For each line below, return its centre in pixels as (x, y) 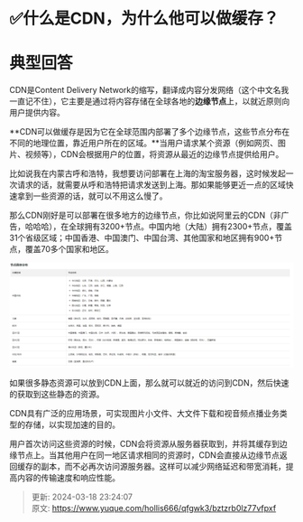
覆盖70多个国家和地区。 (69, 249)
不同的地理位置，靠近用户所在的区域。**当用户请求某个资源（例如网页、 (144, 143)
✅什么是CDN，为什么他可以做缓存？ (144, 19)
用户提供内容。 (37, 113)
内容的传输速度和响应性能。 (68, 478)
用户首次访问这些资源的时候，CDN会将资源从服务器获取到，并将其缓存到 (144, 444)
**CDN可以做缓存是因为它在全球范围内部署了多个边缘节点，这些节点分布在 (150, 132)
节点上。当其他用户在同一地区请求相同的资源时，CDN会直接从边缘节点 (148, 455)
